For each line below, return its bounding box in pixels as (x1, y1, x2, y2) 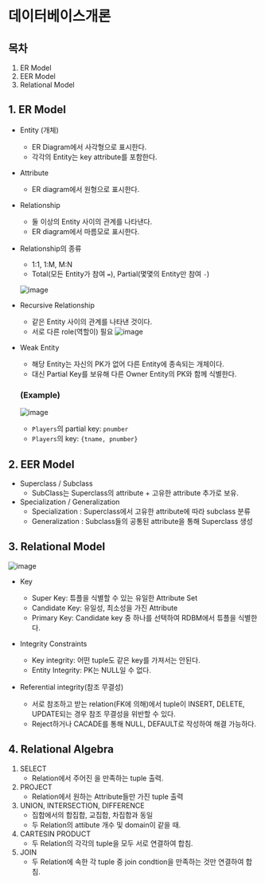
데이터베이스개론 (8, 7, 111, 25)
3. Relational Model (8, 540, 106, 553)
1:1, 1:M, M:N (31, 260, 73, 269)
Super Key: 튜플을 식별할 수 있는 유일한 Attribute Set (31, 593, 198, 602)
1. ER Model (8, 103, 66, 116)
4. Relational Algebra (8, 742, 114, 757)
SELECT (19, 764, 47, 773)
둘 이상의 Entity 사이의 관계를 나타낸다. (31, 217, 153, 226)
